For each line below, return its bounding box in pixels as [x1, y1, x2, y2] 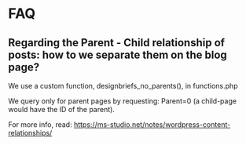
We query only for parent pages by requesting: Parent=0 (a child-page [8, 96, 237, 106]
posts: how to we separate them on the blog [8, 48, 228, 61]
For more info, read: [8, 120, 72, 129]
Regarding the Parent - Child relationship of [8, 36, 226, 49]
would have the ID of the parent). [8, 105, 116, 114]
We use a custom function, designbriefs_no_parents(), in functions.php [8, 82, 238, 90]
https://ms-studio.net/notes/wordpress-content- [73, 120, 231, 129]
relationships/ [8, 129, 53, 137]
